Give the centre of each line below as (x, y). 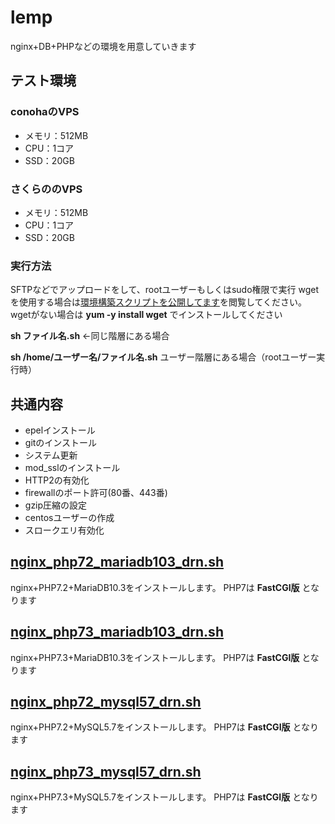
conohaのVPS (45, 112)
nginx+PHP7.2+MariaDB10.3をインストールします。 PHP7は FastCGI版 (155, 587)
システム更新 (51, 455)
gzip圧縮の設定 (56, 505)
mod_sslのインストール (72, 468)
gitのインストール (61, 443)
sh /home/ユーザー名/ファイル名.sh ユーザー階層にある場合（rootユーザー (163, 357)
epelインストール (60, 430)
